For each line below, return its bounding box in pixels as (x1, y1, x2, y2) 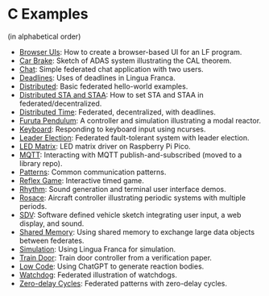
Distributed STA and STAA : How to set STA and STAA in (19, 90, 204, 99)
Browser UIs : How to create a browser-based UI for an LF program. (19, 47, 242, 56)
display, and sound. (19, 219, 85, 228)
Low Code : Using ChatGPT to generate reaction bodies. (19, 261, 205, 271)
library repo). (19, 158, 63, 168)
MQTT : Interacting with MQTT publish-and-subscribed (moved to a (19, 150, 242, 160)
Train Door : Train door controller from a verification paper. (19, 252, 213, 262)
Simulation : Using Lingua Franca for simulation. (19, 244, 176, 254)
